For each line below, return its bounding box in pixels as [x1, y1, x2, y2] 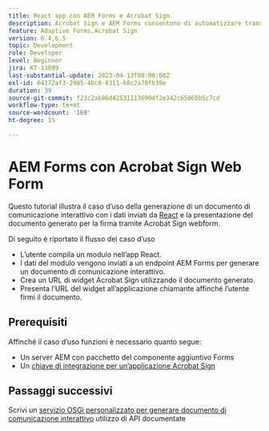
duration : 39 [8, 86, 52, 95]
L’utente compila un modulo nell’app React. [19, 250, 163, 259]
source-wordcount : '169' [8, 109, 91, 117]
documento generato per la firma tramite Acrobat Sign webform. [8, 218, 221, 228]
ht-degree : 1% [8, 116, 56, 124]
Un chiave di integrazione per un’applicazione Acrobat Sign [19, 360, 216, 370]
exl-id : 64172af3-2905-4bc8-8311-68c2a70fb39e [8, 79, 167, 87]
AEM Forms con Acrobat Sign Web [8, 158, 242, 177]
